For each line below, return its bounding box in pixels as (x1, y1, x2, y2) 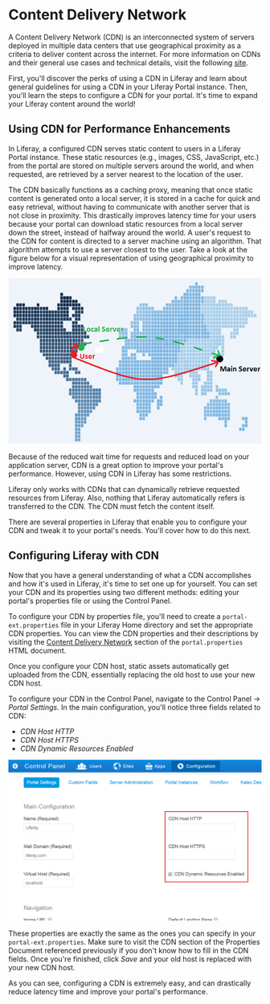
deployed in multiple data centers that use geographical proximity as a (8, 40, 241, 50)
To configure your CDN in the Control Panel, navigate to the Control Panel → (8, 694, 261, 703)
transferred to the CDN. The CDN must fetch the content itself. (8, 501, 215, 511)
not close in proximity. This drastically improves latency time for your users (8, 211, 257, 220)
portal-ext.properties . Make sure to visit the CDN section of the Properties (8, 937, 260, 947)
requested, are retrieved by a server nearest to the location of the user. (8, 169, 243, 178)
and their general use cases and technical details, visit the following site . (8, 58, 249, 68)
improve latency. (8, 261, 63, 271)
